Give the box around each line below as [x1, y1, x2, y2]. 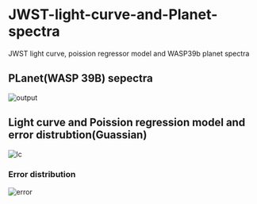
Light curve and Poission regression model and [8, 116, 246, 129]
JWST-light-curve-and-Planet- [8, 6, 218, 24]
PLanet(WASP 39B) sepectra [8, 71, 153, 85]
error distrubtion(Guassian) [8, 129, 148, 142]
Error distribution [8, 169, 76, 180]
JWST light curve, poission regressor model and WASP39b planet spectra [8, 48, 250, 58]
